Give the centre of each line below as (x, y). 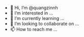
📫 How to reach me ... (34, 29)
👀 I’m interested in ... (32, 13)
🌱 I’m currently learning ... (37, 18)
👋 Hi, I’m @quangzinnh (34, 8)
